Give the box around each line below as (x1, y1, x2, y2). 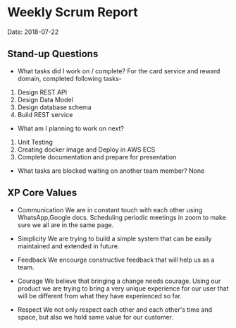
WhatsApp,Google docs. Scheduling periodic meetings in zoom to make (17, 213, 227, 221)
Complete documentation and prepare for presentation (17, 152, 177, 161)
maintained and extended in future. (17, 241, 120, 250)
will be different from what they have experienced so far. (17, 291, 182, 300)
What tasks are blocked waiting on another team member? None (17, 166, 205, 175)
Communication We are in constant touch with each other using (17, 205, 203, 214)
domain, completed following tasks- (17, 74, 122, 83)
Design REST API (17, 87, 68, 96)
